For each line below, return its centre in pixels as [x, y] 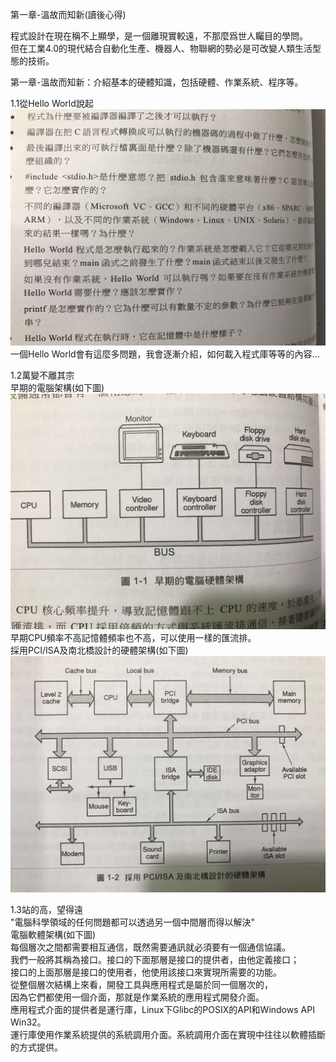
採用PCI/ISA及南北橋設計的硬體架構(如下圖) [99, 650]
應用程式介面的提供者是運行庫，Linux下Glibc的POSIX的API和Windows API [162, 1009]
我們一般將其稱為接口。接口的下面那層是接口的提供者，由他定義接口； [155, 959]
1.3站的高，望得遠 [46, 909]
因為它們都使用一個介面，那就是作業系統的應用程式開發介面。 [137, 997]
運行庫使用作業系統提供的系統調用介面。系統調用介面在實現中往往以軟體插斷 [168, 1034]
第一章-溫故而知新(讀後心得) [68, 14]
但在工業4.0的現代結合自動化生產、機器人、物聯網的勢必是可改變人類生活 [161, 48]
